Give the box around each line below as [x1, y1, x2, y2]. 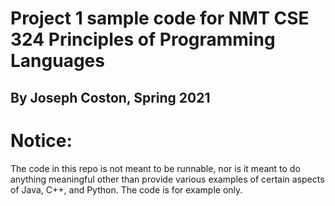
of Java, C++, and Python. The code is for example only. [10, 183, 243, 196]
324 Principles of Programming [10, 28, 276, 51]
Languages [10, 50, 105, 72]
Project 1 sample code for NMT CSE [10, 7, 310, 30]
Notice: [10, 129, 73, 152]
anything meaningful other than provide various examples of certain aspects [10, 173, 325, 185]
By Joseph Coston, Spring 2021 [10, 89, 211, 106]
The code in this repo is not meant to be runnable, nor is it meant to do [10, 162, 301, 174]
